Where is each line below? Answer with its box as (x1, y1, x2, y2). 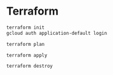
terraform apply (6, 52, 47, 59)
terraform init (6, 24, 45, 30)
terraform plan (6, 41, 45, 47)
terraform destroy (6, 63, 53, 70)
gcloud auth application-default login (6, 30, 108, 36)
